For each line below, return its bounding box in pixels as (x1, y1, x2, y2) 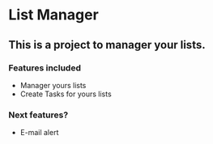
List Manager (8, 6, 99, 24)
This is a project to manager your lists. (8, 38, 206, 52)
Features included (8, 62, 81, 74)
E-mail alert (19, 128, 59, 138)
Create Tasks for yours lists (19, 89, 112, 99)
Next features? (8, 109, 69, 121)
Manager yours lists (19, 80, 87, 90)
